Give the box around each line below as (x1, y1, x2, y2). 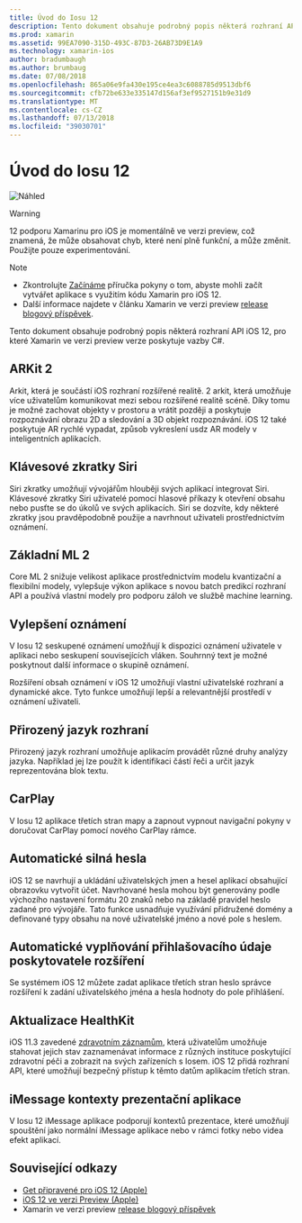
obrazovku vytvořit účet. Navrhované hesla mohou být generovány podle (9, 884, 280, 895)
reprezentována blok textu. (9, 766, 110, 775)
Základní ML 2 (9, 547, 90, 563)
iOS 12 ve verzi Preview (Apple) (22, 1194, 139, 1205)
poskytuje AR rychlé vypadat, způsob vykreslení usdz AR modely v (9, 423, 258, 434)
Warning (9, 208, 40, 219)
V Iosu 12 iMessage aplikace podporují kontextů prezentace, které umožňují (9, 1116, 289, 1127)
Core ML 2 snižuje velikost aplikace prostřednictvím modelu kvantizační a (9, 571, 281, 582)
